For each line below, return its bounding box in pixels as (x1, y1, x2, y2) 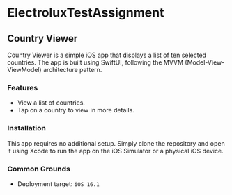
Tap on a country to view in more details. (17, 106, 134, 115)
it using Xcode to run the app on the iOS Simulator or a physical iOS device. (7, 146, 224, 155)
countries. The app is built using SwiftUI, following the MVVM (7, 58, 183, 67)
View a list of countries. (17, 99, 86, 107)
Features (7, 83, 38, 92)
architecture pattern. (42, 66, 102, 74)
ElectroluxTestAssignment (7, 5, 164, 21)
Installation (7, 124, 47, 133)
